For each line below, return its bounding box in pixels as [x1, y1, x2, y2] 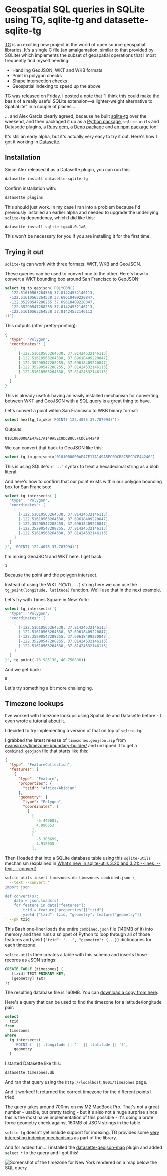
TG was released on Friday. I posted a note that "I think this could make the [5, 93, 160, 99]
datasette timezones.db [5, 1070, 55, 1075]
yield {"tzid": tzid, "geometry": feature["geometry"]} [23, 912, 142, 917]
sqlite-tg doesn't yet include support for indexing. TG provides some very [5, 1129, 160, 1135]
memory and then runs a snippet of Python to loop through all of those [5, 931, 150, 937]
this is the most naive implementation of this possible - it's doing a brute [5, 1114, 154, 1120]
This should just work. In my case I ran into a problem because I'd [5, 204, 141, 210]
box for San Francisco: [5, 484, 52, 490]
